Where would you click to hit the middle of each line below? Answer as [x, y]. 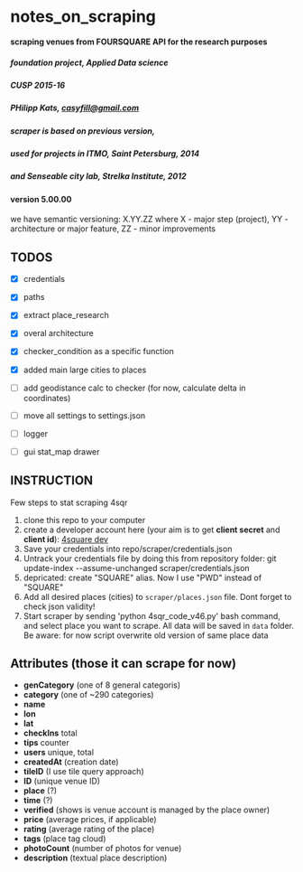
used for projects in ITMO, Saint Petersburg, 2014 [105, 154]
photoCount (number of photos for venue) [102, 849]
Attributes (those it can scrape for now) [124, 664]
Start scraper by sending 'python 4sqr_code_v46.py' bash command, [151, 615]
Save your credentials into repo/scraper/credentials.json [128, 549]
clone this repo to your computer [84, 520]
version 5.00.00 [41, 199]
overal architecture [58, 333]
